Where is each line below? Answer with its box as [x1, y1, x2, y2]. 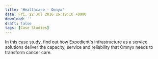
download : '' [5, 16, 32, 21]
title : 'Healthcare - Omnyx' [5, 7, 65, 12]
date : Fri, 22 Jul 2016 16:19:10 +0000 [5, 12, 87, 17]
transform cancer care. [5, 50, 52, 56]
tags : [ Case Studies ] [5, 26, 50, 30]
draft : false [5, 21, 32, 26]
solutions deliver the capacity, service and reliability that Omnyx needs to [5, 44, 154, 50]
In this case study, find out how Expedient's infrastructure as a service [5, 39, 148, 45]
